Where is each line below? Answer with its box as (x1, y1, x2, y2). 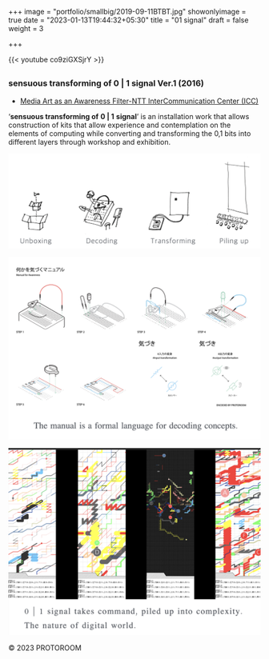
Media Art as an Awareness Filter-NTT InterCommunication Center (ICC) (19, 96, 259, 106)
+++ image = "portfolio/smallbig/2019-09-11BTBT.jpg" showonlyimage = (8, 7, 247, 16)
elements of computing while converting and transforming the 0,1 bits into (8, 128, 251, 138)
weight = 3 (8, 24, 44, 33)
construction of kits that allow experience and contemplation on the (8, 120, 231, 130)
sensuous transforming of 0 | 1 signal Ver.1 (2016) (8, 78, 204, 89)
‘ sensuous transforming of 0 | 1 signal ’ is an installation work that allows (8, 111, 250, 121)
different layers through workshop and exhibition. (8, 137, 171, 146)
